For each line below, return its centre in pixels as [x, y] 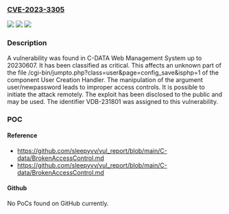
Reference [22, 135]
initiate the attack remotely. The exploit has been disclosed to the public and [115, 94]
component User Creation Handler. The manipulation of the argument [105, 79]
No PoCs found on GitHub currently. [58, 203]
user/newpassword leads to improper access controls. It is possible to [106, 87]
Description [27, 43]
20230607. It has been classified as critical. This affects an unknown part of [114, 65]
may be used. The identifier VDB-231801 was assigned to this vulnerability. [112, 101]
